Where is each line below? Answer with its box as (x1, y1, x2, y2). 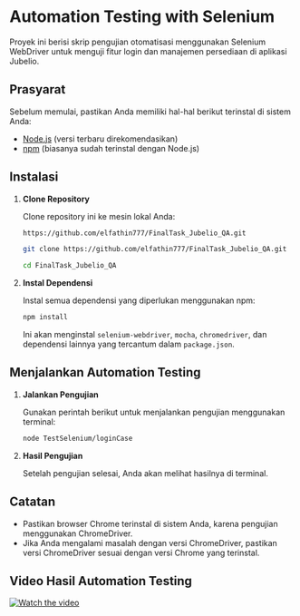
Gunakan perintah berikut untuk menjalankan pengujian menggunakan (22, 406, 285, 417)
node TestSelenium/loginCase (22, 434, 133, 443)
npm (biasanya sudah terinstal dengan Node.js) (22, 142, 200, 153)
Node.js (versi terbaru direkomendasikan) (22, 133, 179, 144)
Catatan (9, 494, 56, 510)
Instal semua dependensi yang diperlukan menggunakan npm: (22, 295, 256, 306)
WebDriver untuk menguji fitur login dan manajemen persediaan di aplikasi (9, 45, 287, 56)
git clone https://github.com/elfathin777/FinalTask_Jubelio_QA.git (22, 245, 287, 254)
